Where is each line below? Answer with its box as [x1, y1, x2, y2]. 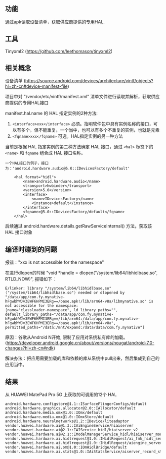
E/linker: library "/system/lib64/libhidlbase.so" [5, 286, 112, 291]
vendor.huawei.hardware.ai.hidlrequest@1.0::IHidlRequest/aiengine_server [5, 441, 163, 446]
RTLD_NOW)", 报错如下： [5, 276, 57, 282]
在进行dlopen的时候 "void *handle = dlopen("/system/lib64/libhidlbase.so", [5, 270, 158, 276]
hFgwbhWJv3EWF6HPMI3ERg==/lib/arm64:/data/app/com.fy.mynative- [5, 316, 140, 321]
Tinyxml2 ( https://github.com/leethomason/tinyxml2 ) [5, 48, 113, 54]
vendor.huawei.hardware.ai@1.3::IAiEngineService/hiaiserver [5, 423, 134, 428]
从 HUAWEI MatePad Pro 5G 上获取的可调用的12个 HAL [5, 392, 117, 398]
